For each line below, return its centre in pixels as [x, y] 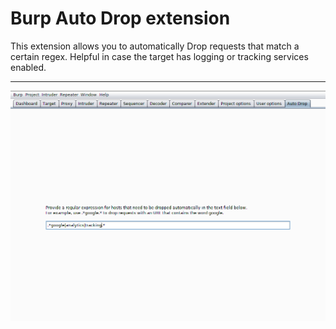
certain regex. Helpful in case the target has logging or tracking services [159, 56]
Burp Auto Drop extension [120, 18]
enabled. [28, 67]
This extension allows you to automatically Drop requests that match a [155, 46]
